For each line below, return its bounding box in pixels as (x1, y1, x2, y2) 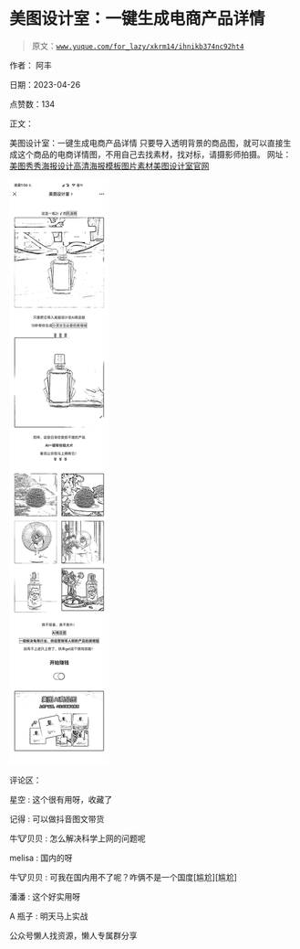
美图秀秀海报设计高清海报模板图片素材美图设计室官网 (9, 160, 210, 171)
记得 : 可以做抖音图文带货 (9, 813, 105, 824)
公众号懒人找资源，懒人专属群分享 (9, 930, 138, 941)
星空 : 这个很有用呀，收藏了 (9, 794, 112, 805)
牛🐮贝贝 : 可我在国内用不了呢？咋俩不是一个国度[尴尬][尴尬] (9, 871, 237, 882)
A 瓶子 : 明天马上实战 (9, 911, 88, 922)
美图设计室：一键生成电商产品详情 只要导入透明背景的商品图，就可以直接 (9, 137, 284, 148)
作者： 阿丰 (9, 59, 52, 70)
